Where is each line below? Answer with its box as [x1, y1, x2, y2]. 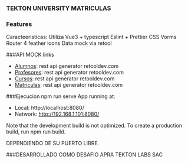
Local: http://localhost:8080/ [14, 105, 84, 112]
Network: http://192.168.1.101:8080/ [14, 110, 100, 118]
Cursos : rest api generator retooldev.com [14, 75, 115, 82]
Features [6, 19, 32, 28]
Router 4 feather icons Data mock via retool [6, 40, 112, 47]
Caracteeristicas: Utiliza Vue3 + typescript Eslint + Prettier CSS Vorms [6, 34, 177, 41]
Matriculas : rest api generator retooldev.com [14, 81, 123, 89]
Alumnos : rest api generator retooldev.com [14, 63, 119, 70]
